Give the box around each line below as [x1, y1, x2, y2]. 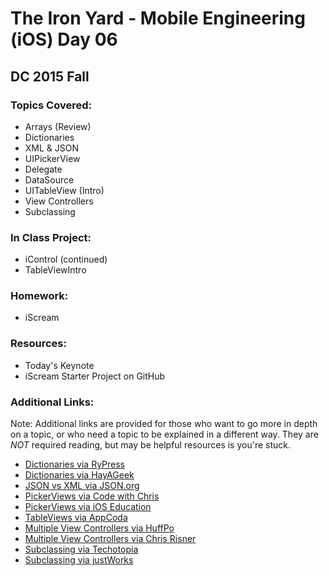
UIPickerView [24, 152, 81, 164]
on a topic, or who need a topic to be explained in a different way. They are [10, 428, 319, 441]
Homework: [10, 289, 69, 303]
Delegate [24, 163, 63, 175]
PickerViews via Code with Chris [24, 490, 160, 502]
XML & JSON [24, 142, 80, 154]
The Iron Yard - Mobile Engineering [10, 7, 306, 30]
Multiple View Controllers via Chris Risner [24, 533, 197, 545]
